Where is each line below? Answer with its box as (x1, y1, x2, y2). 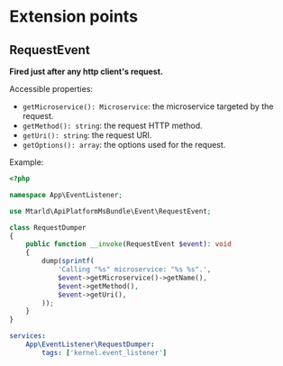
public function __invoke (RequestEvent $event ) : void (25, 240, 232, 249)
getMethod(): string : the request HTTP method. (22, 120, 203, 131)
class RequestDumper (9, 223, 87, 232)
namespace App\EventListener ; (9, 190, 123, 199)
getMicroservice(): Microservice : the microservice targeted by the (22, 101, 274, 112)
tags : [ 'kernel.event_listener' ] (41, 348, 168, 357)
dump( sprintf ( (41, 257, 95, 266)
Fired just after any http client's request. (9, 66, 164, 77)
